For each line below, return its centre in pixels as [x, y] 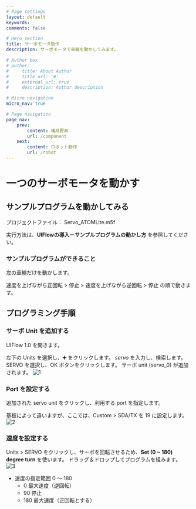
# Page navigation [28, 114]
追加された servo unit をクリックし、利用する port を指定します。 [85, 403]
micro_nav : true [26, 104]
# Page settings [26, 11]
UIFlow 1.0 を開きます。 [35, 345]
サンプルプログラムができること [51, 258]
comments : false [26, 28]
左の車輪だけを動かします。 [39, 273]
